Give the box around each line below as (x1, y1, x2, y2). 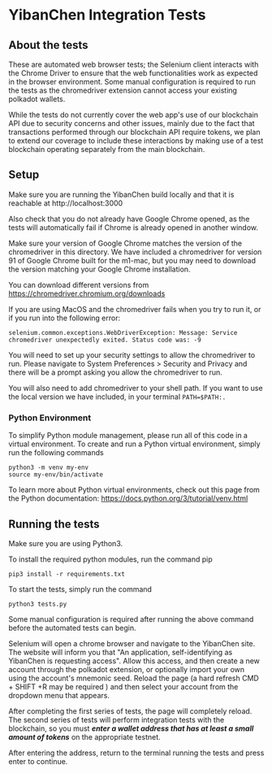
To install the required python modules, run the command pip (8, 554, 213, 564)
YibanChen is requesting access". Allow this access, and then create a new (8, 656, 260, 666)
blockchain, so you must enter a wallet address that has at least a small (8, 723, 254, 733)
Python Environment (8, 412, 92, 423)
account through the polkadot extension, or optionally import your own (8, 664, 245, 674)
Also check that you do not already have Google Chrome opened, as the (8, 214, 250, 224)
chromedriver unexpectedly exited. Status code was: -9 (8, 336, 201, 344)
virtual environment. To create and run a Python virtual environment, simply (8, 439, 261, 449)
